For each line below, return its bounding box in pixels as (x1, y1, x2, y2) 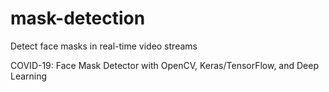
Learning (10, 70, 48, 82)
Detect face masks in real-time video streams (10, 40, 198, 52)
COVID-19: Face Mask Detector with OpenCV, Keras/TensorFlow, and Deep (10, 59, 320, 71)
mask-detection (10, 7, 146, 30)
